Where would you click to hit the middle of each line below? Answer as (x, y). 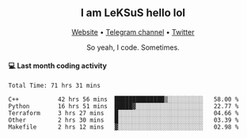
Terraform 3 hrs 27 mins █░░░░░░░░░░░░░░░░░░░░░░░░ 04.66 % (123, 114)
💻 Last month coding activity (57, 66)
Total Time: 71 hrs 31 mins (55, 86)
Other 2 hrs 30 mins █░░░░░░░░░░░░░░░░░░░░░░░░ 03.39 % (123, 120)
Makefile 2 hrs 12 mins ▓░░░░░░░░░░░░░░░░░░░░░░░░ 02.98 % (123, 127)
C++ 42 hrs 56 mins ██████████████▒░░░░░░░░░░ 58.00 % (123, 100)
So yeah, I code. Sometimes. (133, 47)
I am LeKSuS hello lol (133, 13)
